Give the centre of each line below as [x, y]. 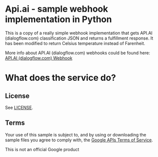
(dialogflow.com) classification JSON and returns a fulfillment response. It [79, 38]
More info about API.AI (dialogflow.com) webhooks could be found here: [78, 53]
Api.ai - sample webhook [57, 9]
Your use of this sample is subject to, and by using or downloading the [76, 135]
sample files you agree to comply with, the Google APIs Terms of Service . [79, 140]
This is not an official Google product [42, 149]
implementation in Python [59, 19]
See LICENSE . [19, 107]
